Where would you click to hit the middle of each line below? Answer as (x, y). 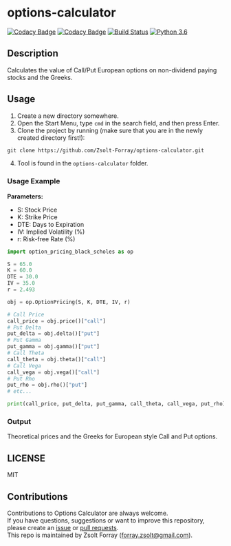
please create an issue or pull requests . (63, 528)
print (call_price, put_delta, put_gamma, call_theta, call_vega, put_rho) (117, 404)
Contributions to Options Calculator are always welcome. (88, 513)
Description (33, 53)
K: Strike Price (37, 217)
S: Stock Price (37, 210)
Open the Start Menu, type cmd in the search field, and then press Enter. (118, 123)
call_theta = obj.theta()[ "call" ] (57, 359)
